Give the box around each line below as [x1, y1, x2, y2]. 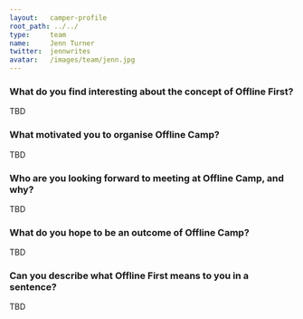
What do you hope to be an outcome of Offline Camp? [9, 226, 251, 238]
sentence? [9, 281, 57, 294]
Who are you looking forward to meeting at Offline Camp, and [9, 171, 285, 184]
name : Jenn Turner [9, 38, 95, 48]
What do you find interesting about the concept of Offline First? [9, 85, 294, 98]
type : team [9, 30, 67, 39]
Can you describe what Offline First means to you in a [9, 269, 249, 282]
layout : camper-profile [9, 13, 107, 23]
